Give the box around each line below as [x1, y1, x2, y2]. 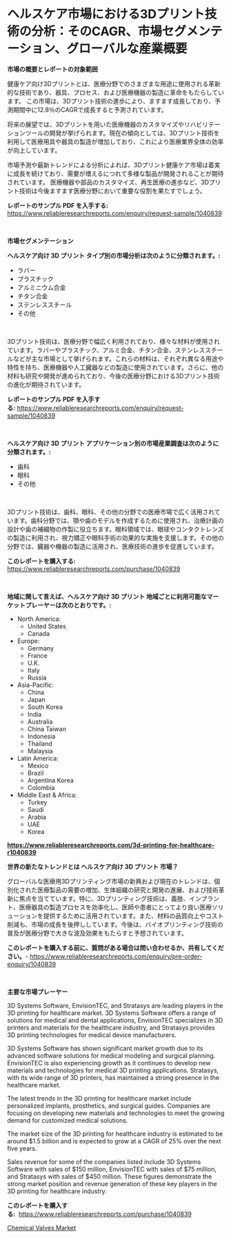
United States [27, 622, 67, 630]
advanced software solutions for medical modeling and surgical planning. [7, 1051, 216, 1060]
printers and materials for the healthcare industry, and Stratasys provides [7, 1023, 215, 1032]
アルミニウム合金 [17, 283, 66, 291]
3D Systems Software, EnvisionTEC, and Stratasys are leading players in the [7, 1001, 223, 1009]
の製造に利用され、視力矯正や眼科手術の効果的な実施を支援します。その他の [7, 533, 224, 542]
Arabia [27, 813, 47, 821]
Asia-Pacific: [17, 681, 54, 689]
